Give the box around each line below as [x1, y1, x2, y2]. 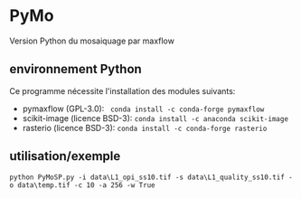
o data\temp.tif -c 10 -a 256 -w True [9, 180, 155, 190]
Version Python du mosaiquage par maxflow [9, 35, 174, 46]
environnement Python [9, 62, 142, 77]
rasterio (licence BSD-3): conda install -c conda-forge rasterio [22, 122, 268, 133]
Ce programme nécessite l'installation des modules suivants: [9, 85, 236, 96]
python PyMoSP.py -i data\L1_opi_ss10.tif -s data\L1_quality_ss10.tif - [9, 173, 294, 182]
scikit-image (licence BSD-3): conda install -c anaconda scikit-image [22, 112, 289, 123]
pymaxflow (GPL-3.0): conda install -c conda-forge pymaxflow [22, 103, 265, 114]
